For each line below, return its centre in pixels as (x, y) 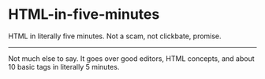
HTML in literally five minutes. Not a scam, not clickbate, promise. (115, 36)
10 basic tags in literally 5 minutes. (64, 66)
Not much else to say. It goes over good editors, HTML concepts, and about (131, 58)
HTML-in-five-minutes (84, 14)
